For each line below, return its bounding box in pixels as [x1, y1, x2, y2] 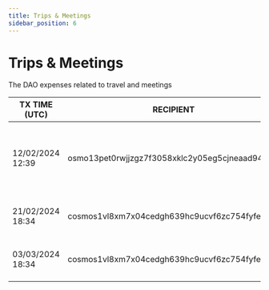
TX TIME [18, 99, 54, 111]
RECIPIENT [152, 104, 195, 115]
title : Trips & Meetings [8, 11, 91, 20]
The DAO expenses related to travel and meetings [8, 80, 172, 90]
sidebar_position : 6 [8, 19, 78, 27]
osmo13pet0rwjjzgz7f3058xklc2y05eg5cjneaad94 [67, 153, 263, 164]
